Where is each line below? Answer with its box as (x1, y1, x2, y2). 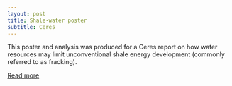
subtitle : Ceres (7, 23, 55, 30)
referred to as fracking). (7, 58, 77, 66)
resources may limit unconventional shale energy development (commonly (7, 50, 226, 59)
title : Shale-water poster (7, 17, 87, 24)
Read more (7, 71, 40, 80)
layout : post (7, 10, 46, 18)
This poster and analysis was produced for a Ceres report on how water (7, 43, 218, 51)
